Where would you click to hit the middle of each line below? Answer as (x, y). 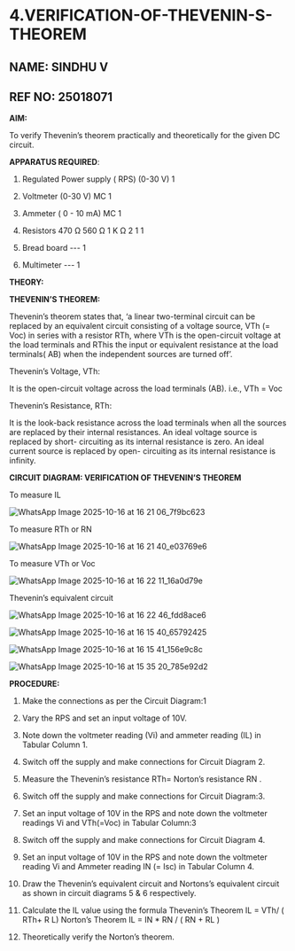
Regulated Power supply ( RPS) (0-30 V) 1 (98, 179)
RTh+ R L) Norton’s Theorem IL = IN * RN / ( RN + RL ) (120, 920)
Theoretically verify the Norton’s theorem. (98, 937)
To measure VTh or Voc (52, 564)
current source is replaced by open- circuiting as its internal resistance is (143, 451)
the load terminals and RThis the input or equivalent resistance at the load (144, 345)
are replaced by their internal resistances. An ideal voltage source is (133, 433)
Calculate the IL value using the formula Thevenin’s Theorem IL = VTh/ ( (153, 910)
